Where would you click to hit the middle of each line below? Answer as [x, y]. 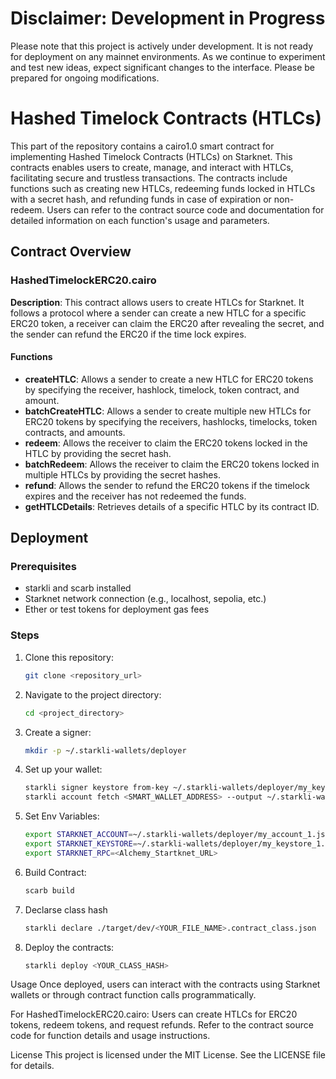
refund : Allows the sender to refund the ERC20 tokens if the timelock [167, 485]
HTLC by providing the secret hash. [98, 453]
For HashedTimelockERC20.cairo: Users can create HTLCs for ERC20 [154, 1014]
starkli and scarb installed [78, 588]
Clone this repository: [69, 657]
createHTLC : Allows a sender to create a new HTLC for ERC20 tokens [169, 379]
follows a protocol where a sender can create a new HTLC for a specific [158, 313]
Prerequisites [43, 567]
